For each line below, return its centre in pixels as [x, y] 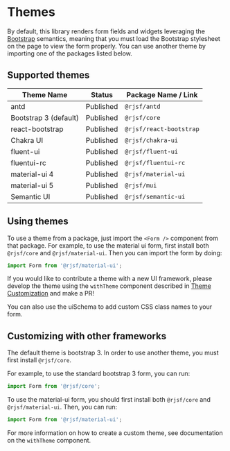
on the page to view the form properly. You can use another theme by [107, 46]
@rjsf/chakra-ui [151, 140]
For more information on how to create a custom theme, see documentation [115, 433]
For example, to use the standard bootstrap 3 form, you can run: [99, 374]
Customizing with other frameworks [87, 336]
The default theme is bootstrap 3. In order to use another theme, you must [113, 353]
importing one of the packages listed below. [70, 53]
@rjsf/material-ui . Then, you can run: [62, 407]
